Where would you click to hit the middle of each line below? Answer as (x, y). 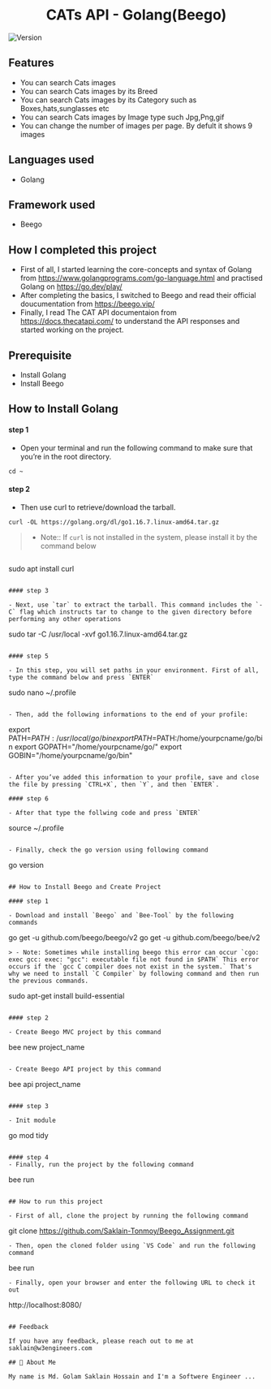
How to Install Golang (64, 409)
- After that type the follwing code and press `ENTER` (105, 813)
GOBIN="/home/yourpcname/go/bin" (71, 755)
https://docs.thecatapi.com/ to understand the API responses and (130, 321)
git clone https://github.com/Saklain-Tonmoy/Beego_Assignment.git (121, 1231)
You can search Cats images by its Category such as (108, 100)
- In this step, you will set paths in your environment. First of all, (134, 670)
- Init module (32, 1120)
